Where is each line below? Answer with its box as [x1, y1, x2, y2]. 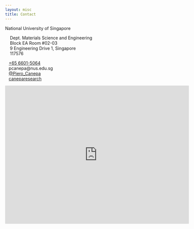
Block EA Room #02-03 [9, 40, 58, 46]
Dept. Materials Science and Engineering [9, 35, 93, 41]
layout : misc [5, 7, 32, 12]
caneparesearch [8, 76, 42, 82]
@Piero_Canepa [8, 70, 41, 76]
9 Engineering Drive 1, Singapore [9, 45, 76, 51]
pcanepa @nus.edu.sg [8, 65, 53, 71]
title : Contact [5, 12, 36, 17]
